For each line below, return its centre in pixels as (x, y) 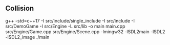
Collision (20, 8)
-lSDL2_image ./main (27, 37)
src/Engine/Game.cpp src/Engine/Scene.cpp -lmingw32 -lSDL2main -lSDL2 (85, 31)
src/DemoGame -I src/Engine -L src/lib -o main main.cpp (65, 26)
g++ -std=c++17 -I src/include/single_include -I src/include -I (70, 20)
